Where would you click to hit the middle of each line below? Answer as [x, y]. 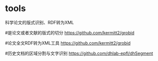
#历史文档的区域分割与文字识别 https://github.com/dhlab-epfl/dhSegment [79, 53]
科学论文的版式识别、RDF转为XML [39, 22]
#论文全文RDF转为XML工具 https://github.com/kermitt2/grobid [68, 43]
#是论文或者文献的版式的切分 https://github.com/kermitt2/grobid [70, 32]
